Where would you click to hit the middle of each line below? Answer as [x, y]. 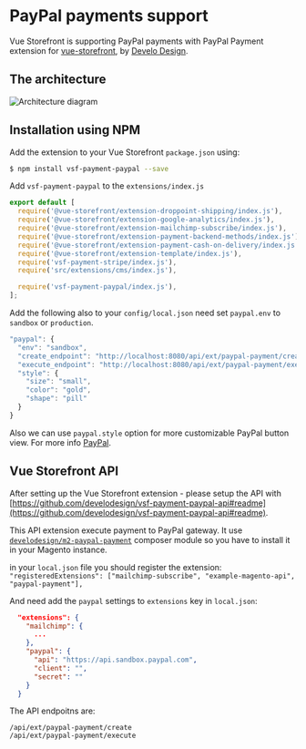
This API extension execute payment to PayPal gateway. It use [126, 530]
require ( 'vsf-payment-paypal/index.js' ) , [97, 287]
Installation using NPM [75, 130]
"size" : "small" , [59, 382]
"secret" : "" [58, 677]
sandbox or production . [51, 323]
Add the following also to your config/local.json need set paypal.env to [145, 313]
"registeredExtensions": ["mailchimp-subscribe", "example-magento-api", [153, 576]
